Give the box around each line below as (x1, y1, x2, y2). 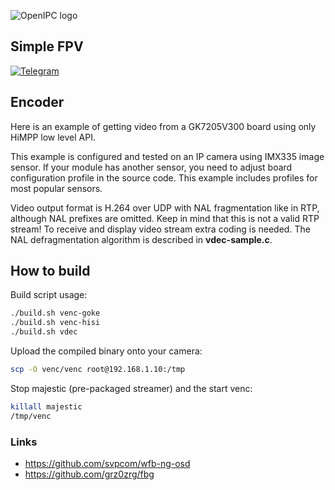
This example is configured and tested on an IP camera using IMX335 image (10, 150, 325, 162)
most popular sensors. (10, 182, 103, 194)
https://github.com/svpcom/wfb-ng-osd (24, 457, 191, 469)
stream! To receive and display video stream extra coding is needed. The (10, 223, 311, 235)
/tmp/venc (10, 411, 52, 421)
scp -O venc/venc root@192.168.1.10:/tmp (10, 365, 186, 375)
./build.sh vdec (10, 327, 78, 337)
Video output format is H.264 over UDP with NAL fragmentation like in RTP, (10, 201, 320, 214)
